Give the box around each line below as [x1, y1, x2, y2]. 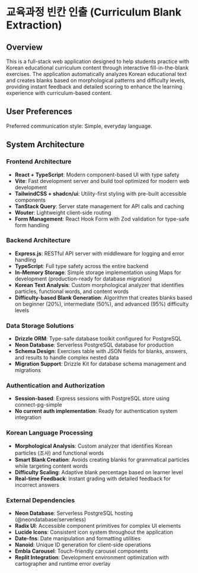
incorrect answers [14, 481, 59, 488]
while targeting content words [14, 462, 88, 470]
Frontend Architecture [6, 158, 72, 166]
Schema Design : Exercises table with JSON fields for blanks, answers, [14, 348, 188, 355]
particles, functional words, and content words [14, 288, 129, 295]
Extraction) [6, 18, 62, 32]
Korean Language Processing [6, 429, 93, 437]
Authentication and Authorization [6, 382, 105, 390]
